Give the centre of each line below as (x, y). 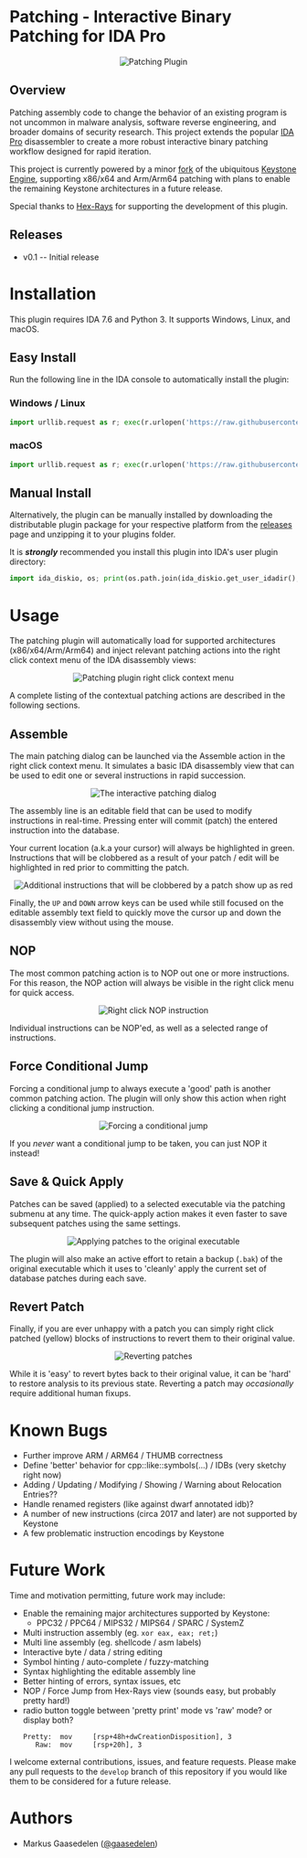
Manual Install (50, 493)
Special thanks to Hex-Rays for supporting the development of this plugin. (149, 206)
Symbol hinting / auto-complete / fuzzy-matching (116, 1662)
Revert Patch (47, 1306)
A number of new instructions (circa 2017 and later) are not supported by (160, 1514)
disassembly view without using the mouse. (92, 923)
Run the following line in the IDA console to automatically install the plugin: (149, 379)
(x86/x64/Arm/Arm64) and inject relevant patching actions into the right (145, 650)
